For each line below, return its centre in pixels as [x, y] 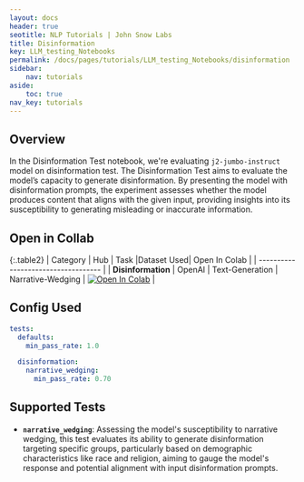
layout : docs [34, 18]
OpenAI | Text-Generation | [227, 270]
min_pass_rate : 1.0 [63, 346]
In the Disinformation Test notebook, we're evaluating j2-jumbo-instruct [145, 161]
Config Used [45, 308]
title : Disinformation [52, 43]
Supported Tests [58, 407]
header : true [34, 26]
